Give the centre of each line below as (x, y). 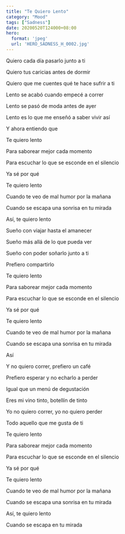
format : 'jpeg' (30, 39)
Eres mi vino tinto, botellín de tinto (47, 400)
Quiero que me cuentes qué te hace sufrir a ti (60, 83)
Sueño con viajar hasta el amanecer (49, 230)
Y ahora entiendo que (32, 129)
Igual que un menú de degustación (48, 389)
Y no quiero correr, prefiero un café (49, 366)
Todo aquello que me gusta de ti (44, 423)
